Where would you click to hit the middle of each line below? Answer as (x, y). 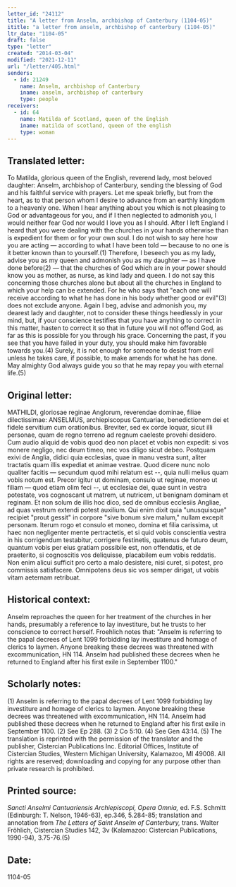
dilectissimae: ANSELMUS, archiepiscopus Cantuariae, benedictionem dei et (118, 420)
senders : (20, 73)
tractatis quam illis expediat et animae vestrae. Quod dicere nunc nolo (108, 465)
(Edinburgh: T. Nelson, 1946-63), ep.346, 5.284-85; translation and (105, 815)
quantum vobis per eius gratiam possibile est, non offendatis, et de (104, 547)
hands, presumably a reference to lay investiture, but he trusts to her (107, 624)
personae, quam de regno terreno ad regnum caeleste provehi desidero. (112, 435)
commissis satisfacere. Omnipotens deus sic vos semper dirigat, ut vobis (113, 570)
